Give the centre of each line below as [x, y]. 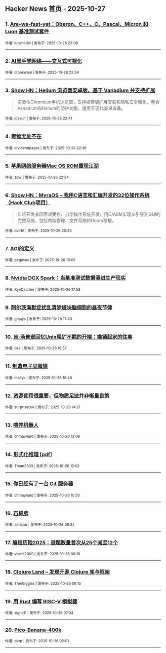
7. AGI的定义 [20, 249]
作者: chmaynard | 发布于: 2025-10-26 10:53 [42, 495]
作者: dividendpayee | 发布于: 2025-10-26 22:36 [46, 148]
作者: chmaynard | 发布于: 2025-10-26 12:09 [42, 437]
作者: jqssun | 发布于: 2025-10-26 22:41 [39, 118]
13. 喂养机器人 [22, 425]
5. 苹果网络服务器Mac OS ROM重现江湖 [52, 166]
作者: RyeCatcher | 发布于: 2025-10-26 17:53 [43, 289]
